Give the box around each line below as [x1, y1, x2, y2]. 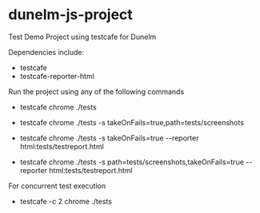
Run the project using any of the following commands [8, 86, 185, 97]
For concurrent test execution [8, 181, 106, 191]
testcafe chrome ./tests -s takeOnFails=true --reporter [19, 133, 199, 143]
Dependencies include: [8, 47, 85, 57]
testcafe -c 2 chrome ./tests [19, 196, 112, 206]
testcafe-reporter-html [19, 71, 94, 81]
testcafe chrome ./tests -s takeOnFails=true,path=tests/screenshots [19, 117, 244, 127]
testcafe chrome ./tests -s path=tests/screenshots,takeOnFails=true [19, 157, 244, 167]
